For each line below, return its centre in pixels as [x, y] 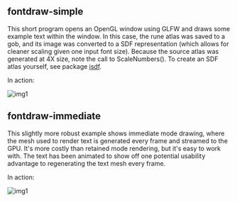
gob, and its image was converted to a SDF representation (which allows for [118, 44]
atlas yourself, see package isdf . [55, 66]
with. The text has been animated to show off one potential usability [106, 156]
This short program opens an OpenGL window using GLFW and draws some [119, 28]
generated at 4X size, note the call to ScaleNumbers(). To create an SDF [113, 59]
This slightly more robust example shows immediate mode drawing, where [116, 133]
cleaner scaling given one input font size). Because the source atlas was [113, 51]
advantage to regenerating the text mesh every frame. [87, 163]
